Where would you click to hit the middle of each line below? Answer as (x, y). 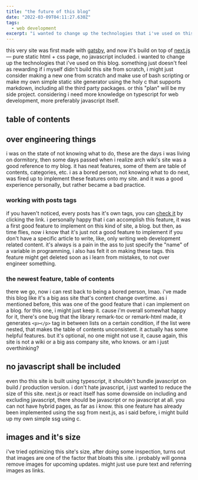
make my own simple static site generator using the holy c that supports (94, 82)
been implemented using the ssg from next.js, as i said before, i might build (97, 412)
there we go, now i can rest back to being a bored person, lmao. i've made (96, 291)
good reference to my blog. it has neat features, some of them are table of (96, 166)
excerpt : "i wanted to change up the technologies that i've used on (93, 34)
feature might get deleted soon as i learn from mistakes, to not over (88, 257)
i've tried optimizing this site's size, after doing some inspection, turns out (96, 451)
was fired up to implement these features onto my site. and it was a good (95, 179)
